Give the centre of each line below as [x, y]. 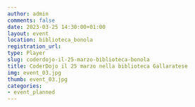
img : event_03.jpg [34, 73]
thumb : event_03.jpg [38, 79]
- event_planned [31, 92]
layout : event [28, 33]
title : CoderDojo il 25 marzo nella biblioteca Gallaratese [98, 66]
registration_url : [34, 46]
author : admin [28, 14]
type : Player [26, 53]
